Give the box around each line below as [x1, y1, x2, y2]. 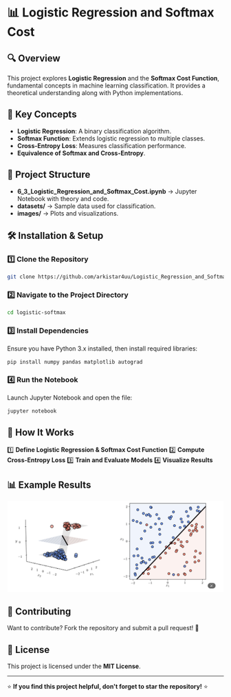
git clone [7, 273, 36, 280]
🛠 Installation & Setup [7, 230, 104, 242]
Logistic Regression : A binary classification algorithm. [16, 127, 172, 135]
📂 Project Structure [7, 169, 91, 180]
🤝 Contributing [7, 605, 71, 617]
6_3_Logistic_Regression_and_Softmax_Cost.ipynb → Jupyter [16, 187, 197, 196]
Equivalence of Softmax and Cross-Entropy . [16, 149, 146, 157]
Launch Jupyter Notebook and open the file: [7, 393, 133, 402]
